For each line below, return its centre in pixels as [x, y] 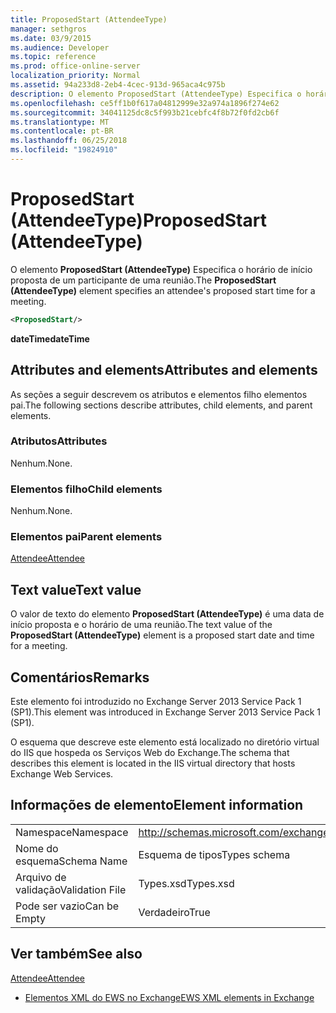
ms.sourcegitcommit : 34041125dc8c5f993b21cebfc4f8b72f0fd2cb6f [145, 112]
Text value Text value [76, 589]
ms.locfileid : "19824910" [64, 150]
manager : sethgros [48, 29]
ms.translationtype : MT [60, 122]
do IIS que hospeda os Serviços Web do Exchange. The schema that [150, 753]
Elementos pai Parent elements [86, 537]
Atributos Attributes [59, 441]
